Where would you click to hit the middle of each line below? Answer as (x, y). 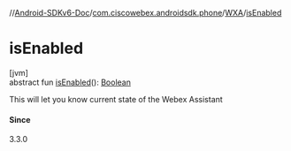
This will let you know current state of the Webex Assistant (116, 99)
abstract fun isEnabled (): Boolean (70, 82)
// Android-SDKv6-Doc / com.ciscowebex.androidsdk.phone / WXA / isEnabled (145, 13)
